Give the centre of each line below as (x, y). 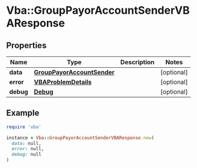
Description (138, 62)
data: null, (27, 143)
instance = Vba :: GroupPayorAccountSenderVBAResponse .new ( (80, 138)
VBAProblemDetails (63, 82)
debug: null (27, 154)
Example (23, 113)
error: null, (28, 149)
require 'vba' (24, 127)
